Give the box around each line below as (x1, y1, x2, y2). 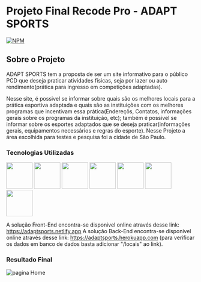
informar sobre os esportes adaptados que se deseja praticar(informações (6, 121, 191, 128)
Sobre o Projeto (6, 54, 65, 64)
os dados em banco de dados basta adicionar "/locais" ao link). (6, 240, 163, 248)
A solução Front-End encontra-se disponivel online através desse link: (6, 221, 180, 228)
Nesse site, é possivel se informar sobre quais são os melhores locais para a (6, 95, 196, 102)
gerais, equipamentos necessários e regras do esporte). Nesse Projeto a (6, 127, 186, 134)
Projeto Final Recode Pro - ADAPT (6, 4, 178, 18)
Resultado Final (6, 255, 53, 263)
